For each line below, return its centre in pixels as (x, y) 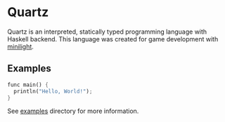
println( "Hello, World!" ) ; (53, 91)
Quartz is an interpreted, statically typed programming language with (107, 32)
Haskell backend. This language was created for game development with (113, 39)
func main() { (28, 85)
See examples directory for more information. (73, 111)
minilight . (20, 46)
